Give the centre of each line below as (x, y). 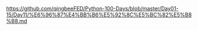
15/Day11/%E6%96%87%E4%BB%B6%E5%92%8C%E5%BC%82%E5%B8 (99, 15)
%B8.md (17, 21)
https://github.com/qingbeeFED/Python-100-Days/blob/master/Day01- (92, 9)
